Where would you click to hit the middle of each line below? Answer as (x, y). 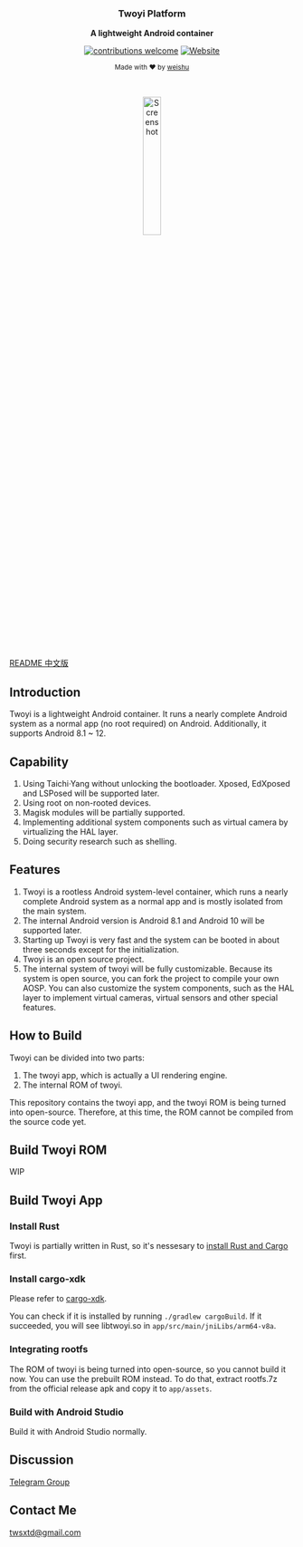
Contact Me (43, 1510)
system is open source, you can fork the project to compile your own (151, 978)
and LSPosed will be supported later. (91, 793)
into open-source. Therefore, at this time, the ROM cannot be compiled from (151, 1112)
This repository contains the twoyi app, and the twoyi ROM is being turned (148, 1102)
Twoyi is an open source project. (83, 959)
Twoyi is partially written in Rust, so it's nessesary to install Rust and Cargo (149, 1246)
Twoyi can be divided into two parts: (77, 1058)
